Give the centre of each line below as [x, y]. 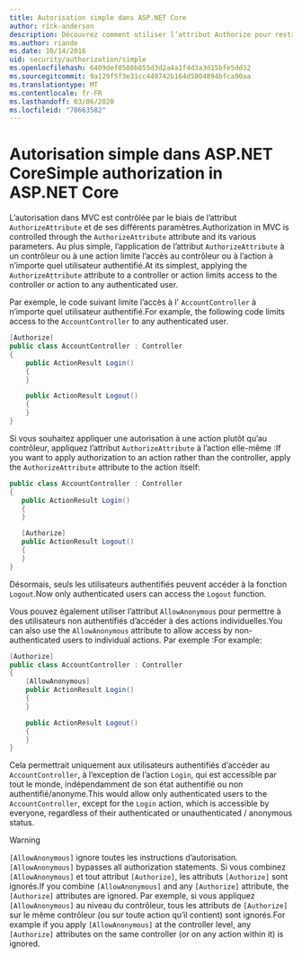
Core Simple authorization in [116, 173]
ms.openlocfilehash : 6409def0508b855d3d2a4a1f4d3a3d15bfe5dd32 [130, 68]
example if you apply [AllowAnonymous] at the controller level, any [130, 925]
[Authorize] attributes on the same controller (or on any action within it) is [147, 935]
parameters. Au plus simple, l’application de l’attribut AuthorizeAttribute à [147, 246]
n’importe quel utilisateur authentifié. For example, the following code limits [147, 312]
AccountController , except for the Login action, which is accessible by [139, 804]
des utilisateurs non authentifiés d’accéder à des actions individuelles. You [146, 620]
